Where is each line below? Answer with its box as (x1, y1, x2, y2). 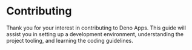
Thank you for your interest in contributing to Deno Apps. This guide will (6, 24, 187, 31)
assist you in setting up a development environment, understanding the (6, 30, 184, 37)
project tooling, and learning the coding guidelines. (6, 37, 133, 44)
